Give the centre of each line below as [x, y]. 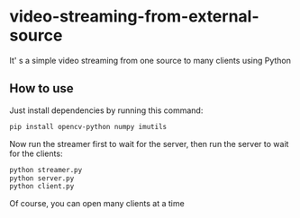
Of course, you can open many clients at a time [97, 204]
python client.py [42, 187]
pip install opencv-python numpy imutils [88, 126]
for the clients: [36, 153]
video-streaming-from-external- [134, 17]
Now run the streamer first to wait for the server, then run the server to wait [149, 144]
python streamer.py [46, 170]
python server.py [42, 178]
